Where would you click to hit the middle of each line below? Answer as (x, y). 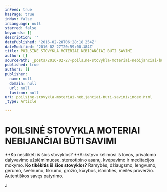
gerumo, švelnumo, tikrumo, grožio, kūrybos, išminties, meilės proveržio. (80, 171)
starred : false (21, 28)
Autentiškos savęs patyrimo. (34, 176)
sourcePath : (17, 60)
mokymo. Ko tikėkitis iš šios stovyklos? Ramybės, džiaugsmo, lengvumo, (81, 165)
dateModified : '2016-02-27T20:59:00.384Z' (50, 47)
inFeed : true (19, 10)
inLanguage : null (23, 24)
